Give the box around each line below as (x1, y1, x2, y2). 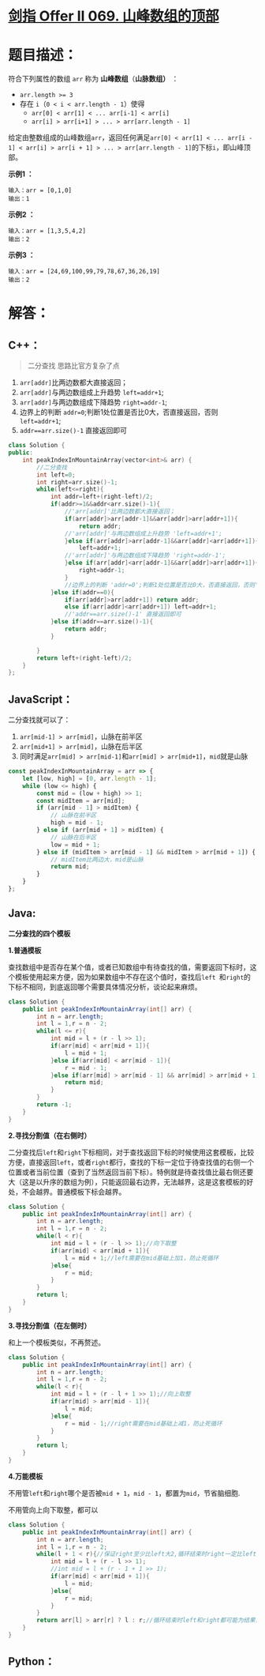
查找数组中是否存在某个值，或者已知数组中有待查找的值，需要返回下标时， (8, 962, 250, 972)
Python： (8, 1655, 55, 1668)
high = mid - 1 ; (50, 819, 104, 827)
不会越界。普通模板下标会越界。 (21, 1187, 126, 1196)
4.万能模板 (8, 1471, 43, 1481)
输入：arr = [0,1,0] (8, 186, 73, 194)
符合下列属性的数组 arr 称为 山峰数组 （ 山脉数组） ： (8, 74, 179, 84)
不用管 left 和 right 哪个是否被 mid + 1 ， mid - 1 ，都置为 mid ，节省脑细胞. (8, 1488, 241, 1497)
